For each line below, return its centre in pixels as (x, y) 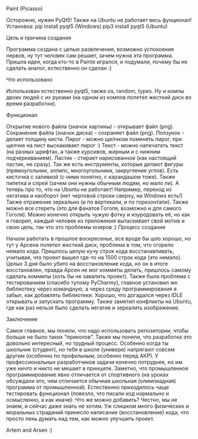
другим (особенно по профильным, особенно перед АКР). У (82, 356)
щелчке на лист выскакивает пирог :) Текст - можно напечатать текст (95, 145)
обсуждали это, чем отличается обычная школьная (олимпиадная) (91, 381)
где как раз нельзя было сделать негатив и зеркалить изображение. (93, 308)
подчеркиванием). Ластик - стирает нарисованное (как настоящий (91, 158)
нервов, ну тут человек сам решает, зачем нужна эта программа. (90, 55)
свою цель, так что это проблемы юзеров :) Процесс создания (86, 227)
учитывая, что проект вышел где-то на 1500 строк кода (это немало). (94, 257)
